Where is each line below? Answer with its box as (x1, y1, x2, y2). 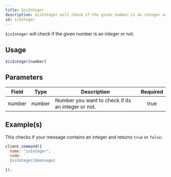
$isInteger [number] (5, 59, 47, 64)
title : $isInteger (5, 7, 44, 13)
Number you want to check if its (55, 97, 131, 104)
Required (140, 88, 163, 95)
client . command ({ (5, 143, 42, 149)
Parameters (5, 73, 43, 82)
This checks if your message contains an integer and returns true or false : (5, 134, 163, 140)
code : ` (10, 153, 26, 158)
